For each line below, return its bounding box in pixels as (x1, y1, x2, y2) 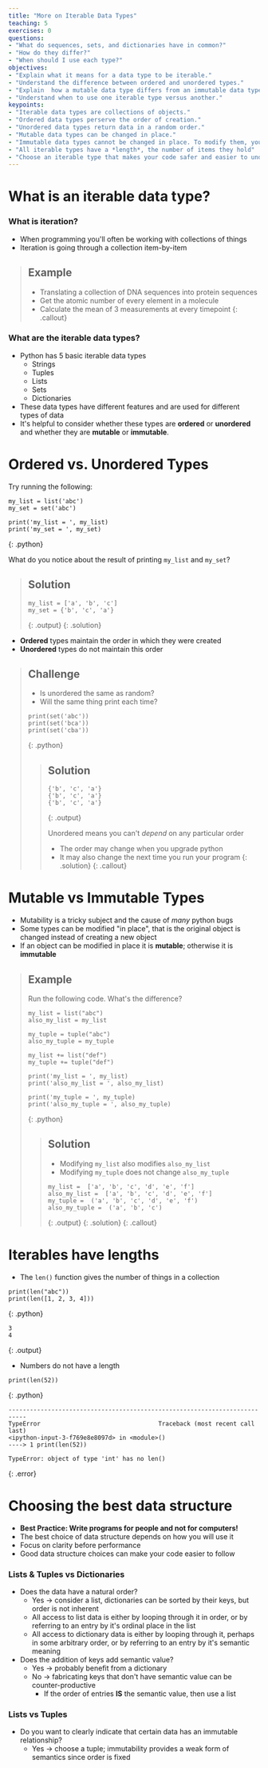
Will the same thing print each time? (39, 697, 158, 706)
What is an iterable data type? (8, 187, 211, 206)
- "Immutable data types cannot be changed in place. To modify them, (8, 138, 248, 146)
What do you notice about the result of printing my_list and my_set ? (8, 554, 231, 564)
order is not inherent (31, 1603, 100, 1613)
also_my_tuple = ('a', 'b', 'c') (47, 1203, 163, 1212)
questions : (8, 34, 45, 42)
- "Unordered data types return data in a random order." (8, 123, 205, 131)
